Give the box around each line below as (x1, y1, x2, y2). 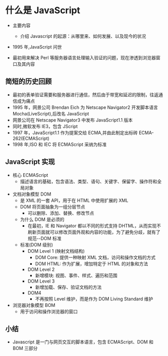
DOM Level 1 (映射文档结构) (27, 248, 85, 254)
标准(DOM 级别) (20, 242, 53, 248)
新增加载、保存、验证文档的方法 (35, 284, 102, 290)
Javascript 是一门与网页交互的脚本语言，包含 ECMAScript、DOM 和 (12, 339, 154, 345)
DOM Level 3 (27, 278, 55, 284)
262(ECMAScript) (12, 135, 49, 141)
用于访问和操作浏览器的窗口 (20, 308, 78, 314)
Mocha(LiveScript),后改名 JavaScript (12, 110, 89, 116)
